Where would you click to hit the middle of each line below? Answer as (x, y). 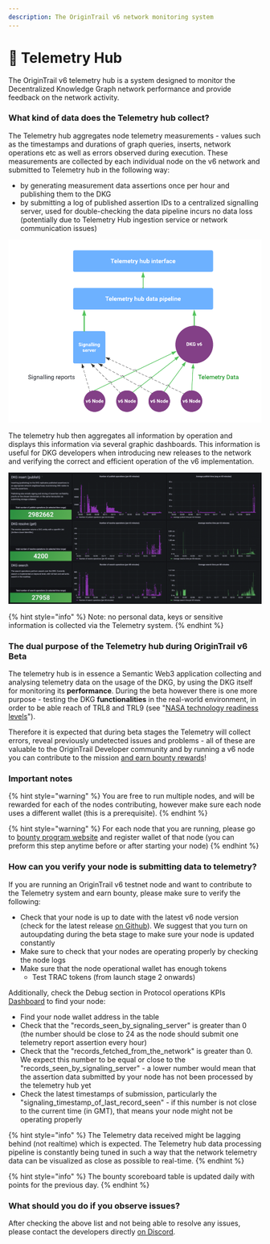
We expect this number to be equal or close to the (103, 1060)
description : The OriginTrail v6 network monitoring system (111, 17)
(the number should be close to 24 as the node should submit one (129, 1034)
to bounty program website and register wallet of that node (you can (121, 837)
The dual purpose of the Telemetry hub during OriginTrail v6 (128, 646)
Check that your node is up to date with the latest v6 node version (129, 917)
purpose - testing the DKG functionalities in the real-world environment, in (133, 700)
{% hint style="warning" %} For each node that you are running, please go (132, 829)
